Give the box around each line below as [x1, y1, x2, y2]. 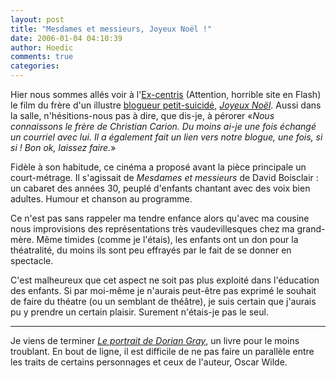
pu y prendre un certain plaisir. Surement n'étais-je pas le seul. [10, 306, 269, 318]
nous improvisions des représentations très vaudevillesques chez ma [10, 223, 295, 235]
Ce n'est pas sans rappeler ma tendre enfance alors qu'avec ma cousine [10, 212, 310, 224]
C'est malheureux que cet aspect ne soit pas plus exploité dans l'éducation [10, 274, 320, 286]
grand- [296, 223, 326, 235]
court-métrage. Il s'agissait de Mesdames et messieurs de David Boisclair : [10, 172, 319, 183]
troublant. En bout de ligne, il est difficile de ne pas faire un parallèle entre [10, 346, 315, 357]
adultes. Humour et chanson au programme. [10, 193, 193, 205]
